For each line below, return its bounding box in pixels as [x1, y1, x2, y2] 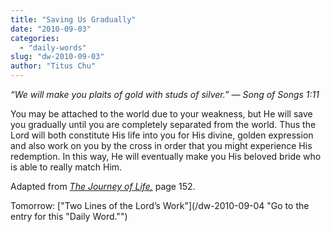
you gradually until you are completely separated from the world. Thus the [10, 119, 317, 130]
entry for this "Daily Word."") [10, 211, 128, 222]
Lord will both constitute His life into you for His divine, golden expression [10, 129, 314, 141]
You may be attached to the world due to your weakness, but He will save [10, 108, 313, 120]
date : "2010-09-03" [10, 24, 92, 34]
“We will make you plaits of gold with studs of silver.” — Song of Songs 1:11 [10, 89, 320, 100]
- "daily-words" [19, 42, 87, 53]
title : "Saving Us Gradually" [10, 14, 137, 25]
